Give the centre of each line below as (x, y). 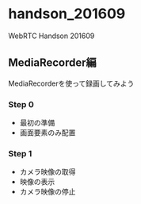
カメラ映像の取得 (48, 172)
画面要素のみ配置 (48, 133)
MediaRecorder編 (52, 63)
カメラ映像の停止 (48, 192)
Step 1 (20, 153)
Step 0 (21, 104)
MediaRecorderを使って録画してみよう (71, 83)
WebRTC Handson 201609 (51, 36)
